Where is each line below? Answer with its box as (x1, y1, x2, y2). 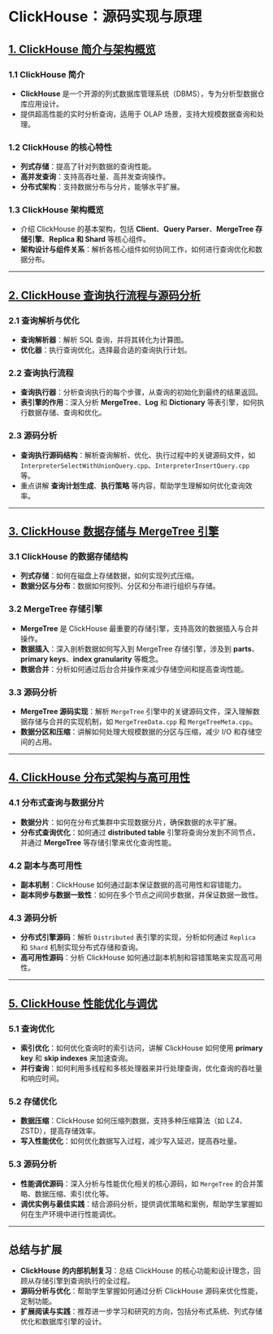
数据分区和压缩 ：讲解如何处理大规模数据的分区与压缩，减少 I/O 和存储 (19, 727, 256, 737)
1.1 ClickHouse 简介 (8, 68, 85, 80)
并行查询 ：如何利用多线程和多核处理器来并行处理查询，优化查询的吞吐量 (19, 1063, 262, 1073)
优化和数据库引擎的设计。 (19, 1317, 106, 1327)
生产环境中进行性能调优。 (34, 1209, 120, 1218)
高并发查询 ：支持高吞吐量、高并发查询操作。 (19, 172, 171, 181)
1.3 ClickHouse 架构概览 (8, 204, 104, 216)
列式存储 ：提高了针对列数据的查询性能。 (19, 162, 156, 172)
